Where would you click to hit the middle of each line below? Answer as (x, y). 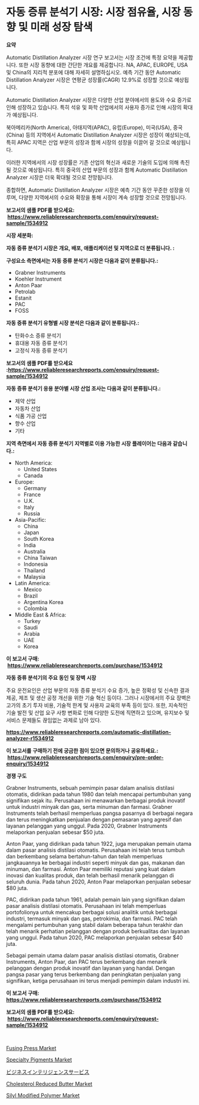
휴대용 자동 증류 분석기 (41, 343)
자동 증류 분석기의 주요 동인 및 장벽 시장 (51, 677)
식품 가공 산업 (31, 416)
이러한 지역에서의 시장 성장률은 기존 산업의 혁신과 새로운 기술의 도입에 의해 (93, 162)
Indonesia (36, 564)
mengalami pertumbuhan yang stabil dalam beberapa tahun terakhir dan (94, 925)
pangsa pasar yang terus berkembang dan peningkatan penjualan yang (94, 974)
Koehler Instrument (38, 279)
